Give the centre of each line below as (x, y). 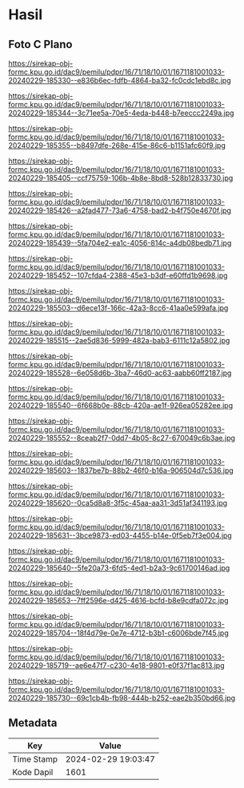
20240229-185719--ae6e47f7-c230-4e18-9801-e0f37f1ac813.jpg (117, 665)
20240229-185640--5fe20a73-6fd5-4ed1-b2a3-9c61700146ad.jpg (119, 568)
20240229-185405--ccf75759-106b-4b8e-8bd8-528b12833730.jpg (121, 178)
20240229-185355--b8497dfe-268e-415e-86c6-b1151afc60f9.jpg (117, 145)
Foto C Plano (40, 44)
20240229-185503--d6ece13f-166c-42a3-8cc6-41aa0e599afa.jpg (118, 308)
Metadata (33, 723)
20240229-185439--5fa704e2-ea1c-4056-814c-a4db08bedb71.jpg (120, 243)
